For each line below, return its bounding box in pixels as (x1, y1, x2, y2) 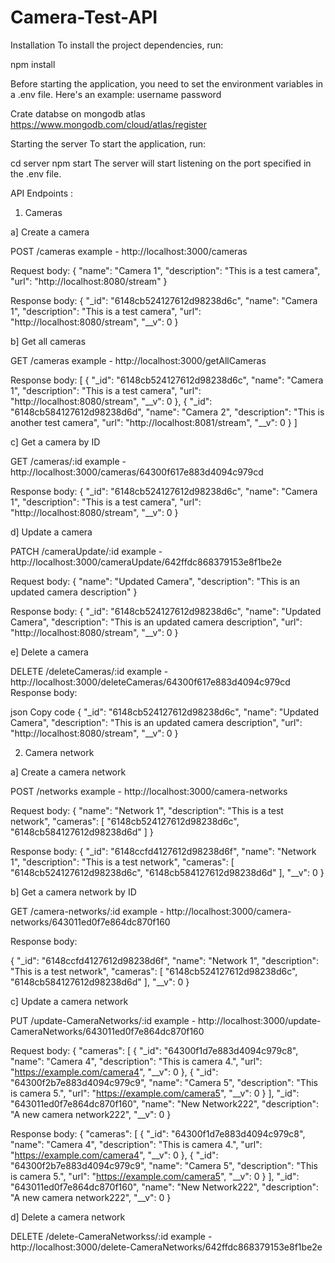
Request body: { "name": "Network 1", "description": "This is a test (10, 804, 284, 816)
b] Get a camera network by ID (10, 886, 137, 898)
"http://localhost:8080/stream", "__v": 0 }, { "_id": (10, 395, 213, 407)
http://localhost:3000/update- (198, 1014, 322, 1026)
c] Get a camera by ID (10, 436, 101, 448)
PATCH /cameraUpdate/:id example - (10, 545, 163, 557)
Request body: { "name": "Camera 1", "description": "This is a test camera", (10, 264, 321, 276)
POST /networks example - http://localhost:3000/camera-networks (10, 785, 288, 797)
